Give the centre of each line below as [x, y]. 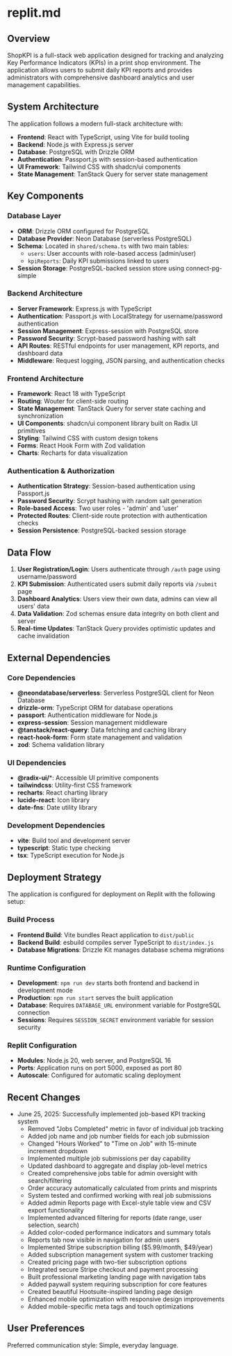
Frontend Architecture [45, 378]
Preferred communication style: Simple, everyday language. [93, 1345]
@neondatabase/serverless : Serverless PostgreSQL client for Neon [115, 693]
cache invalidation [43, 636]
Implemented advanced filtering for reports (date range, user [115, 1218]
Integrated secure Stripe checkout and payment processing [113, 1269]
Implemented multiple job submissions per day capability [109, 1158]
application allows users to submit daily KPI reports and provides [100, 70]
